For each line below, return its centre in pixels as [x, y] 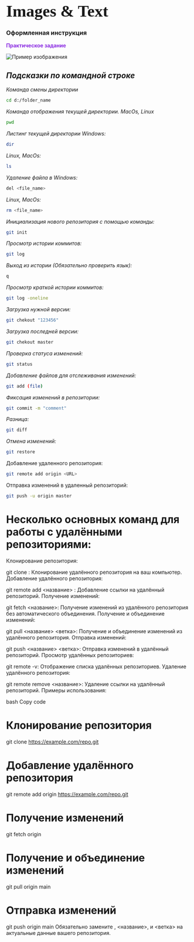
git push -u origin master [39, 496]
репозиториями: [49, 545]
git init [17, 232]
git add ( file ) [25, 386]
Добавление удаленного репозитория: [55, 463]
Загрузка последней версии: [42, 331]
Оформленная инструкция [46, 33]
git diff [17, 430]
